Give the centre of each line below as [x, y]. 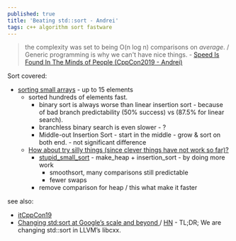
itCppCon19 [34, 215]
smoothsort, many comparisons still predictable [119, 173]
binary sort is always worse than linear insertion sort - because [131, 105]
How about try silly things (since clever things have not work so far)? [128, 150]
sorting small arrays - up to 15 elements [75, 90]
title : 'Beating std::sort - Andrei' [63, 21]
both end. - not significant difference [92, 142]
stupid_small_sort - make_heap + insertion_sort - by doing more [132, 157]
